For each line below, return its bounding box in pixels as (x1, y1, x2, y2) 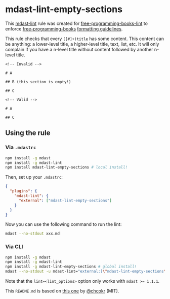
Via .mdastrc (5, 144, 36, 151)
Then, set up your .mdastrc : (5, 174, 63, 180)
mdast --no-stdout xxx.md (5, 231, 60, 237)
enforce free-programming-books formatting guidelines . (5, 25, 123, 31)
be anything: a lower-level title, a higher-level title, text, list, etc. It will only (5, 41, 159, 47)
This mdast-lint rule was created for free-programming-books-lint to (5, 20, 148, 26)
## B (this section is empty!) (5, 79, 71, 84)
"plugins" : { (10, 189, 37, 194)
